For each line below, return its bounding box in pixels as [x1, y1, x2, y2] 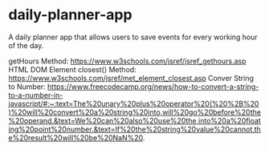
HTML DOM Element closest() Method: [8, 64, 137, 74]
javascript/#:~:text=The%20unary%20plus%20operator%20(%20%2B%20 [8, 99, 259, 108]
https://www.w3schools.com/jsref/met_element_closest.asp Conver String [8, 73, 255, 83]
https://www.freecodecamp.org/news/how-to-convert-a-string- [47, 82, 259, 91]
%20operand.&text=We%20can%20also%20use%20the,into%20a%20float [8, 116, 261, 125]
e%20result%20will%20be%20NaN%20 [8, 132, 143, 142]
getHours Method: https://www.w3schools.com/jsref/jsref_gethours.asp [8, 56, 247, 66]
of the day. [8, 40, 44, 50]
